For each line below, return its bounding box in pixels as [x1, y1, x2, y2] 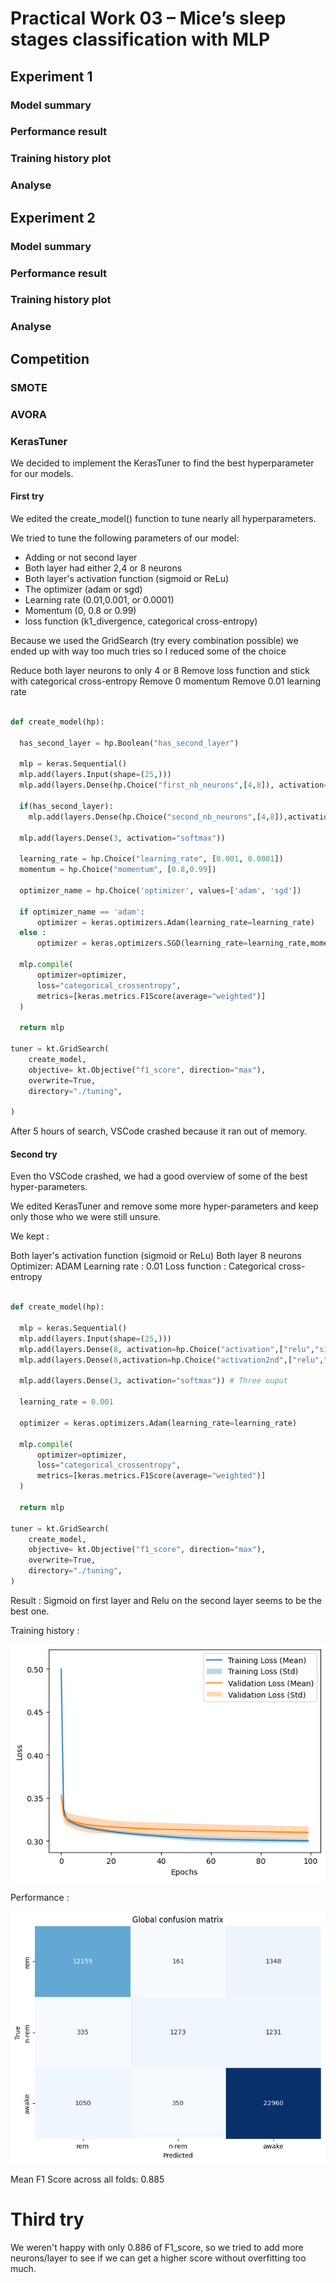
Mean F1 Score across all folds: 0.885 [10, 2173, 165, 2186]
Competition [10, 350, 90, 367]
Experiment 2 [10, 209, 96, 226]
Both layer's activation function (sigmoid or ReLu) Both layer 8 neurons [10, 1250, 302, 1262]
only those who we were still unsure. [10, 1211, 162, 1223]
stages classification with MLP [10, 28, 271, 51]
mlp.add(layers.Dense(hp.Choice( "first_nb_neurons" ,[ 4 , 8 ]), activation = [19, 780, 329, 791]
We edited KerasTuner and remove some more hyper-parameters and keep [10, 1200, 319, 1212]
